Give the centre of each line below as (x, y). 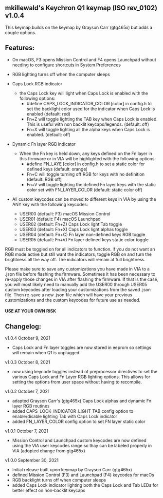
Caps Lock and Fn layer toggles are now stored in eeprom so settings (82, 347)
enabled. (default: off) (48, 134)
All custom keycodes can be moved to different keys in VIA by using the (84, 199)
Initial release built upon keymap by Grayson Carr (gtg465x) (72, 470)
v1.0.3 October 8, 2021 (27, 362)
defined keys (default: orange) (57, 169)
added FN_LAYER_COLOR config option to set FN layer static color (79, 421)
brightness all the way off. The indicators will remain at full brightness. (75, 259)
